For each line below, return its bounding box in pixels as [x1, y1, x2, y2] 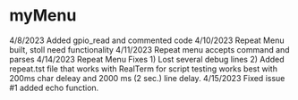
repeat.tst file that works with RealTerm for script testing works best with [9, 63, 277, 74]
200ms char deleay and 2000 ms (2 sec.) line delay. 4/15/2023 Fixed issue [9, 72, 285, 83]
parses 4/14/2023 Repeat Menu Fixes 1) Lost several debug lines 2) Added [9, 54, 285, 64]
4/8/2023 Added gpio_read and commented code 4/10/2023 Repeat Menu [9, 35, 285, 46]
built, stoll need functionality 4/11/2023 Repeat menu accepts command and [9, 44, 290, 54]
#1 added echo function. [9, 82, 99, 93]
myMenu [9, 5, 77, 26]
